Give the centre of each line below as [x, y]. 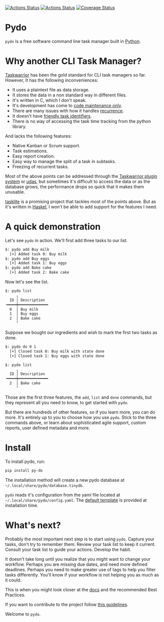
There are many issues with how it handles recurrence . [68, 111]
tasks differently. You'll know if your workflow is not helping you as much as [82, 575]
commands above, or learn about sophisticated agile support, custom [76, 422]
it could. [13, 580]
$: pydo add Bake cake [28, 268]
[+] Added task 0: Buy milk [38, 254]
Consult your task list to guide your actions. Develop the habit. [68, 549]
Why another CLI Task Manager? [73, 61]
